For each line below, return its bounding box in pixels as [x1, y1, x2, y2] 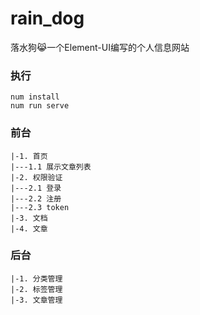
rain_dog [10, 7, 85, 30]
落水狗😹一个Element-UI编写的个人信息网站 [10, 41, 190, 53]
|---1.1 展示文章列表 [10, 162, 92, 172]
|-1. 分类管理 [10, 273, 63, 284]
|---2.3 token [10, 202, 70, 212]
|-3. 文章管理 [10, 295, 63, 305]
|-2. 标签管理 [10, 284, 63, 294]
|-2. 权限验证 [10, 172, 63, 182]
